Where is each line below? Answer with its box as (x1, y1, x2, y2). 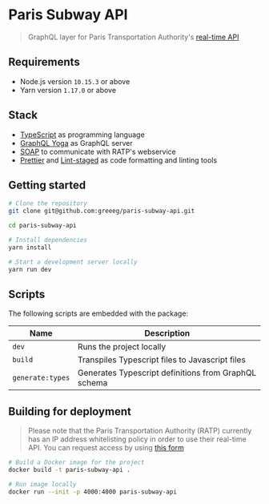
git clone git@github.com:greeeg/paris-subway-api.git (8, 207, 195, 216)
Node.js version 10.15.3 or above (19, 76, 130, 86)
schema (77, 377, 108, 389)
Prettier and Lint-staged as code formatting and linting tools (19, 155, 218, 165)
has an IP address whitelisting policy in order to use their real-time (27, 434, 247, 444)
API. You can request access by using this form (27, 443, 184, 453)
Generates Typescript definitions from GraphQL (77, 367, 257, 378)
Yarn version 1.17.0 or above (19, 85, 117, 95)
